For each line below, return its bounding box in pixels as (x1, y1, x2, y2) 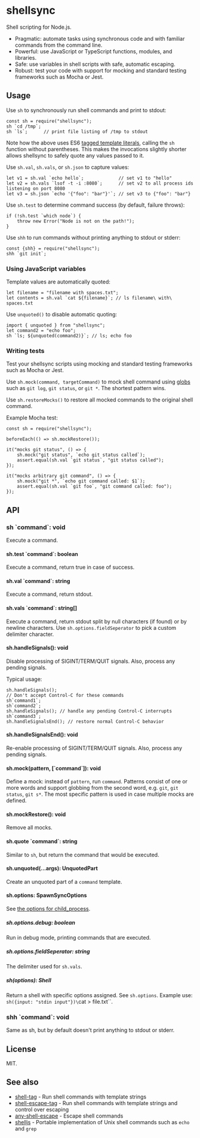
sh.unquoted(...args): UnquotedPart (6, 865, 99, 872)
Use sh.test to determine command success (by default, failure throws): (6, 201, 185, 209)
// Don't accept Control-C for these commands (6, 692, 124, 698)
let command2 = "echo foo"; (6, 328, 76, 334)
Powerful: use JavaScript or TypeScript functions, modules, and (14, 47, 173, 55)
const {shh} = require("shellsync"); (6, 245, 100, 252)
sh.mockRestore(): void (6, 810, 66, 818)
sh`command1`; (6, 698, 42, 704)
